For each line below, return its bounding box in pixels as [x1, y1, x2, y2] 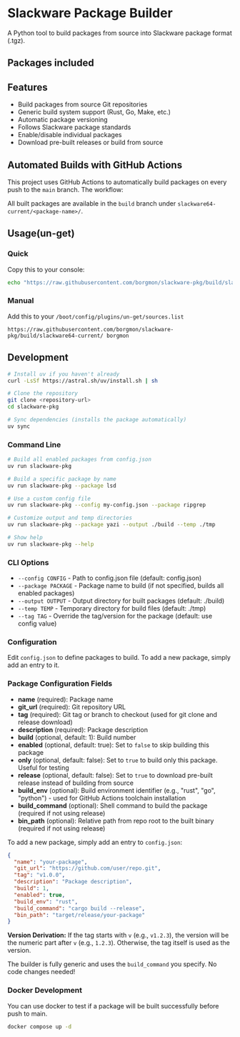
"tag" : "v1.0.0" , [14, 871, 66, 879]
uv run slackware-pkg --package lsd [7, 482, 116, 489]
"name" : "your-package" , [14, 858, 88, 866]
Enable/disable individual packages [17, 131, 122, 139]
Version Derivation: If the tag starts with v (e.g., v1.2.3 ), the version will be [7, 931, 229, 940]
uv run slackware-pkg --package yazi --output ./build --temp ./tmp [7, 521, 216, 528]
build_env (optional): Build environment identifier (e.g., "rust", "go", [17, 786, 216, 794]
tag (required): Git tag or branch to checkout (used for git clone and [17, 710, 218, 718]
